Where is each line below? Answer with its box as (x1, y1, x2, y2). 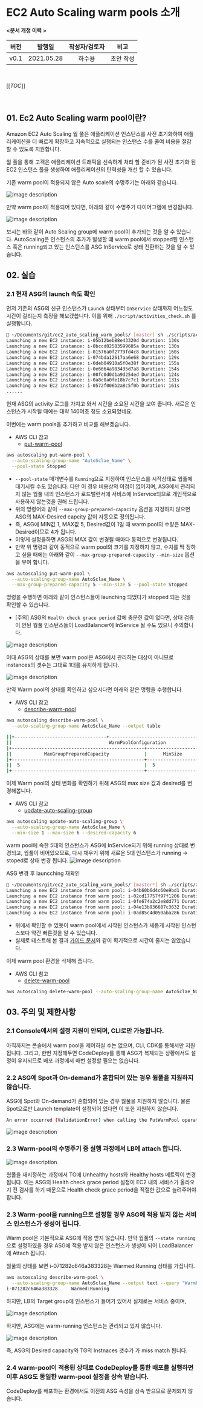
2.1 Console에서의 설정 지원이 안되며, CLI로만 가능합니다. (6, 1027, 164, 1035)
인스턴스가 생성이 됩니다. (13, 1219, 82, 1228)
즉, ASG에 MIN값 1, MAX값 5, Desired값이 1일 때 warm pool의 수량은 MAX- (14, 520, 195, 528)
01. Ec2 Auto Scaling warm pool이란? (6, 113, 147, 123)
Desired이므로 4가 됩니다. (14, 528, 77, 535)
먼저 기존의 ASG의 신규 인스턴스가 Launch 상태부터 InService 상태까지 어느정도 (6, 304, 193, 312)
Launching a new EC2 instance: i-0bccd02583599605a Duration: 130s (6, 343, 180, 349)
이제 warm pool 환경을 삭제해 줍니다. (6, 957, 94, 965)
